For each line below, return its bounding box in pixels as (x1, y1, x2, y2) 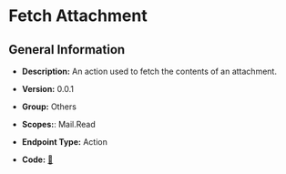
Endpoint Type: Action (21, 137, 108, 147)
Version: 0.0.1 (21, 84, 75, 94)
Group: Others (21, 101, 77, 112)
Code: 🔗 (21, 154, 54, 165)
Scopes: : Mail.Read (21, 119, 97, 129)
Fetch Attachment (8, 5, 148, 26)
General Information (8, 42, 126, 57)
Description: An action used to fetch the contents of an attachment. (21, 66, 277, 77)
